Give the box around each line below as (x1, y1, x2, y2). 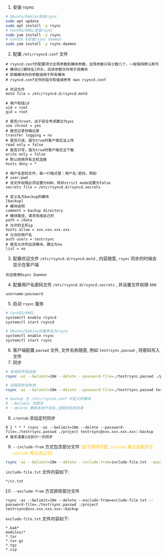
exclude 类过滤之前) (12, 450, 53, 456)
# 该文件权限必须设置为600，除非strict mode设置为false (5, 181, 111, 186)
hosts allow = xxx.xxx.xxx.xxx (5, 227, 70, 232)
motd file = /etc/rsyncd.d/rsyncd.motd (5, 92, 88, 96)
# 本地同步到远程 (5, 370, 36, 374)
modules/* (5, 530, 26, 535)
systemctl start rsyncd (5, 319, 55, 325)
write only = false (5, 152, 46, 157)
